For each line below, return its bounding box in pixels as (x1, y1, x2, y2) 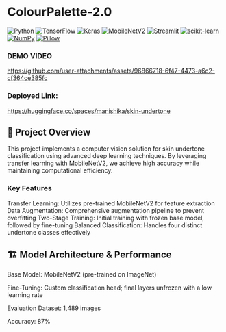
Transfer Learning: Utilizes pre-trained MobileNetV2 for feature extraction (7, 199, 215, 207)
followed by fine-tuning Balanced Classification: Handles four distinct (7, 220, 203, 229)
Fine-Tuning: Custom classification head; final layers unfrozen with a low (7, 283, 212, 292)
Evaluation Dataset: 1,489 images (7, 304, 101, 312)
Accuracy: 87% (7, 318, 51, 326)
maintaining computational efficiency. (7, 166, 113, 175)
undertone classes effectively (7, 228, 91, 236)
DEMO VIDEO (7, 51, 53, 60)
